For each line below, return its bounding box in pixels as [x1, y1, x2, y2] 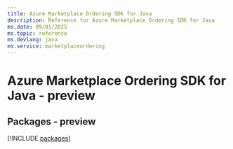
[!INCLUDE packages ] [7, 134, 71, 142]
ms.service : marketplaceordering [7, 43, 105, 50]
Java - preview [7, 88, 96, 104]
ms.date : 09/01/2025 [7, 23, 68, 30]
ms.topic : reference [7, 29, 68, 37]
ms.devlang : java [7, 36, 58, 43]
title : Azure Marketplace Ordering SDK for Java [7, 10, 152, 17]
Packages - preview [7, 115, 96, 127]
